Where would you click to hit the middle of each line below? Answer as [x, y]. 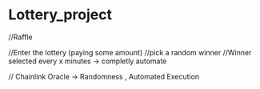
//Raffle [21, 37]
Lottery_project [60, 15]
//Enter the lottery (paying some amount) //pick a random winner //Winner [130, 52]
